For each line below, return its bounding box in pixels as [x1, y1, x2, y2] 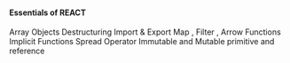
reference [9, 45, 45, 57]
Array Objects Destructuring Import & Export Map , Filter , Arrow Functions [9, 27, 281, 37]
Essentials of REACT [9, 7, 86, 18]
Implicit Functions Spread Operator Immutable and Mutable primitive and [9, 36, 275, 47]
